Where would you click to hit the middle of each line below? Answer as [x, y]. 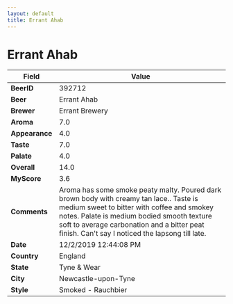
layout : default [31, 14]
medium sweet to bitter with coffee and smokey [136, 207]
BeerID [22, 88]
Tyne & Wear [80, 267]
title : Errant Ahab [35, 20]
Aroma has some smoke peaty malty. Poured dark [140, 190]
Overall [23, 168]
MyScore [26, 179]
